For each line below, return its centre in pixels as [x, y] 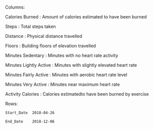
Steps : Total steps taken [30, 26]
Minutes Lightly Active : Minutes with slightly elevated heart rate [71, 65]
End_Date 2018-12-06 [30, 122]
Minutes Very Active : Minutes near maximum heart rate [62, 84]
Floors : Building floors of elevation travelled [50, 46]
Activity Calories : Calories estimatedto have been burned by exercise [77, 94]
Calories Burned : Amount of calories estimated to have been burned [76, 17]
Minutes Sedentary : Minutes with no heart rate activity [62, 55]
